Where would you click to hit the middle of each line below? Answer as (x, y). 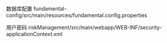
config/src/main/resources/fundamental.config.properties (77, 15)
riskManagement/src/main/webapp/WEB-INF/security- (95, 27)
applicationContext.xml (34, 34)
